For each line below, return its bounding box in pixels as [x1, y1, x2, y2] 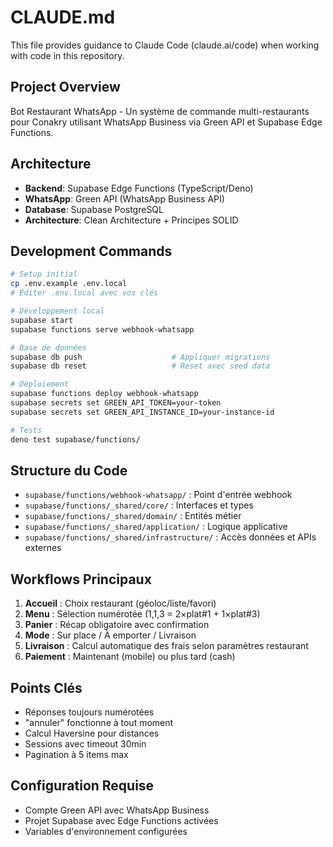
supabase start [10, 315, 74, 325]
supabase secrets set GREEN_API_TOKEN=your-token [10, 398, 222, 408]
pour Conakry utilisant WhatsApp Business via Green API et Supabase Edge [10, 116, 323, 128]
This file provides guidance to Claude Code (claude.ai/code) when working [10, 39, 320, 51]
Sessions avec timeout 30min [24, 737, 147, 750]
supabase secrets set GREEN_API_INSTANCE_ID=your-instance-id [10, 407, 275, 417]
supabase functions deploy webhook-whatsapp [10, 389, 199, 399]
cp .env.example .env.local [10, 279, 128, 289]
